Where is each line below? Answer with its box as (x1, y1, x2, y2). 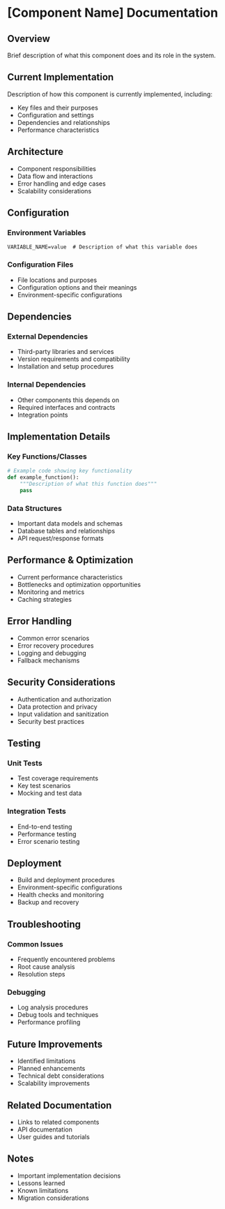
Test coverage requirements (17, 774, 99, 782)
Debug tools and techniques (17, 1011, 99, 1019)
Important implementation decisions (17, 1171, 121, 1180)
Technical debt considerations (17, 1071, 104, 1080)
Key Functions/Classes (7, 452, 87, 461)
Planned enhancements (17, 1065, 86, 1073)
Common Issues (7, 939, 64, 949)
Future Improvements (7, 1038, 103, 1050)
